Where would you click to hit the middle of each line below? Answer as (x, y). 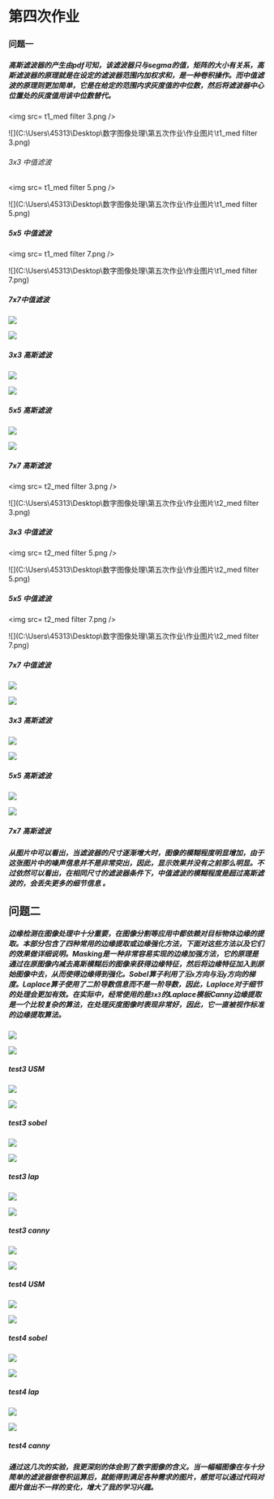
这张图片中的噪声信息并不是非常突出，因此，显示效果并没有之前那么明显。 (133, 862)
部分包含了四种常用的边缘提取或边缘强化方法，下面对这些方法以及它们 (147, 944)
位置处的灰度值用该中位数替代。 (62, 95)
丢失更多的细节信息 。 (73, 883)
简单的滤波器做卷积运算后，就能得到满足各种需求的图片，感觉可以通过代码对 (136, 1477)
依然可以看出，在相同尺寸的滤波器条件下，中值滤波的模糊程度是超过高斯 (136, 873)
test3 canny (29, 1230)
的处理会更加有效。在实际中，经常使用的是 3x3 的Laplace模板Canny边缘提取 (135, 994)
